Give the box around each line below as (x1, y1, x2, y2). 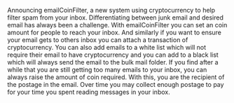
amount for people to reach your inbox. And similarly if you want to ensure (7, 28, 222, 36)
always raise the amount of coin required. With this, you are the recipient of (7, 73, 225, 81)
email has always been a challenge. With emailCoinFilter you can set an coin (7, 21, 228, 29)
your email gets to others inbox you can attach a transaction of (7, 36, 188, 44)
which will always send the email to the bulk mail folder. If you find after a (7, 58, 219, 66)
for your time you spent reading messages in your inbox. (7, 88, 170, 96)
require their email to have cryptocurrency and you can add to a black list (7, 50, 219, 59)
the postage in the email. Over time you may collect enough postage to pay (7, 81, 224, 88)
